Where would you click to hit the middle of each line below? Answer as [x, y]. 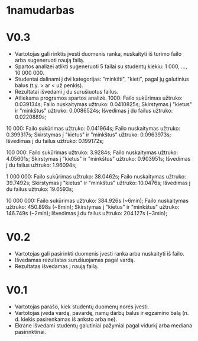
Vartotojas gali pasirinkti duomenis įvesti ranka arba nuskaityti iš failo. [99, 254]
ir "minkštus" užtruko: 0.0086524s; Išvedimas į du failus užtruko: [94, 111]
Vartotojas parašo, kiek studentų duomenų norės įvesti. [82, 307]
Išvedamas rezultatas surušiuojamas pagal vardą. [75, 260]
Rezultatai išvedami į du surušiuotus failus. [66, 92]
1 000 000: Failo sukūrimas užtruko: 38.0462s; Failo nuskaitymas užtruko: [96, 177]
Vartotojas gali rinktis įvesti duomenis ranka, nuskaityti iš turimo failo [98, 54]
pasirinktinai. [30, 332]
